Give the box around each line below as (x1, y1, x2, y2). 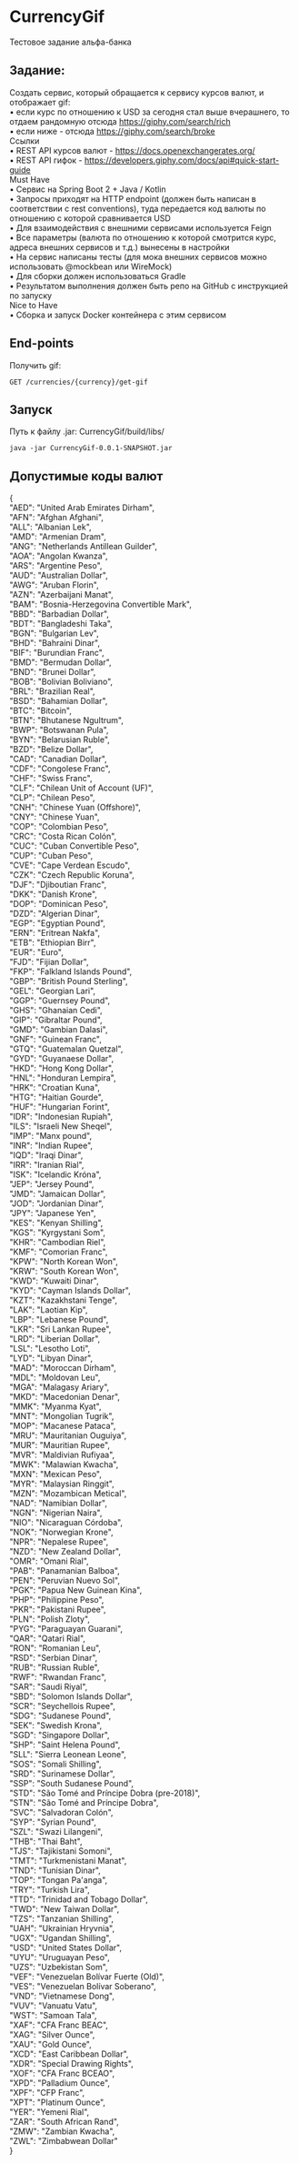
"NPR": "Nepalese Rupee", (9, 1536, 109, 1547)
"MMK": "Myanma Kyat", (9, 1401, 102, 1412)
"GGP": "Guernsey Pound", (9, 995, 111, 1006)
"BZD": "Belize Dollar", (9, 744, 94, 755)
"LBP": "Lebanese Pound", (9, 1314, 109, 1325)
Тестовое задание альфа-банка (9, 36, 132, 47)
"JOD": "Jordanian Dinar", (9, 1198, 105, 1209)
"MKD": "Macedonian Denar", (9, 1392, 121, 1403)
